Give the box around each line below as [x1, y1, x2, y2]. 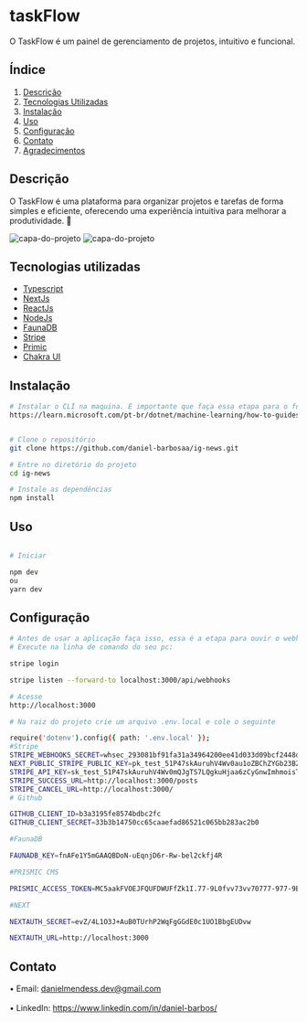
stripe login [9, 659, 59, 668]
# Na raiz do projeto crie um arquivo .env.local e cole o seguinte [9, 717, 276, 727]
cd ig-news [9, 468, 51, 478]
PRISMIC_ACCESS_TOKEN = [9, 884, 96, 893]
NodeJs [22, 313, 53, 324]
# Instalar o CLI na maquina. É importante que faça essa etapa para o [9, 402, 288, 411]
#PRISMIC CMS [9, 868, 59, 877]
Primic [22, 342, 48, 353]
